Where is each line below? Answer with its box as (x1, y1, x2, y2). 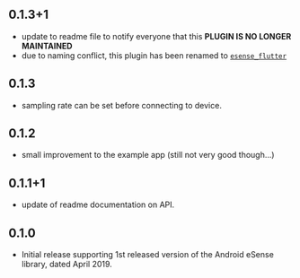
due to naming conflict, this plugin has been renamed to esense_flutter (21, 49, 287, 61)
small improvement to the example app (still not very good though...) (21, 150, 275, 161)
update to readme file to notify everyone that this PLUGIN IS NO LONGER (21, 30, 292, 41)
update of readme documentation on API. (21, 199, 175, 210)
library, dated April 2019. (21, 259, 113, 270)
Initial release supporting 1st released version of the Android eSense (21, 249, 275, 260)
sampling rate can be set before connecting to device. (21, 100, 222, 110)
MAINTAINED (21, 40, 73, 51)
